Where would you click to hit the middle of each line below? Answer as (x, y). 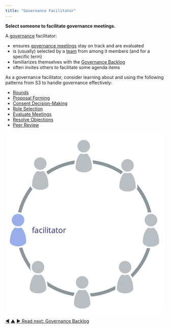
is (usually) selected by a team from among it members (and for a (81, 51)
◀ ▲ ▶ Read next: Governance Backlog (47, 321)
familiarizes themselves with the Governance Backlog (69, 62)
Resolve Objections (33, 119)
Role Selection (28, 108)
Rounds (21, 92)
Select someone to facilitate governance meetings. (61, 26)
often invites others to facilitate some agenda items (66, 67)
